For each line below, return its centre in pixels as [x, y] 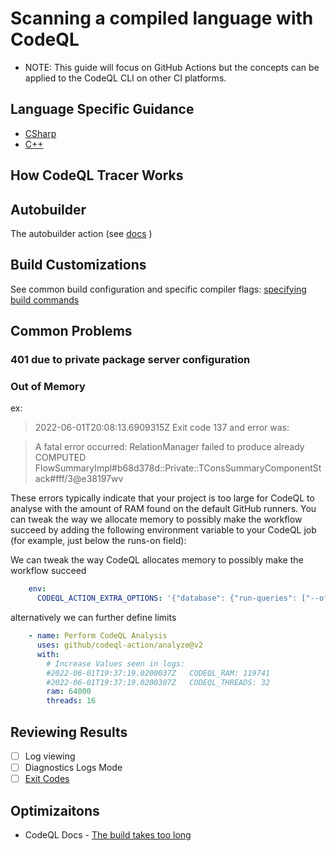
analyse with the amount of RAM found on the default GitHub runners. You [163, 509]
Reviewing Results [69, 732]
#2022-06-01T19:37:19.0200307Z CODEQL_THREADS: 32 [158, 682]
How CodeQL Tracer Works [97, 175]
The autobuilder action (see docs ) [81, 233]
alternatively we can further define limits [93, 618]
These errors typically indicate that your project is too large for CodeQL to [162, 498]
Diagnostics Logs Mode [73, 767]
